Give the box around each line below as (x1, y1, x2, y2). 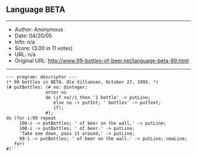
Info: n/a (14, 38, 35, 45)
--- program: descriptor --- (6, 74, 77, 80)
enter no (45, 89, 67, 95)
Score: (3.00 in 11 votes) (14, 44, 73, 52)
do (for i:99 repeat (6, 115, 57, 121)
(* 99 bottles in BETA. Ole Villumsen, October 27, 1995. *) (6, 79, 159, 85)
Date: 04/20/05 (14, 32, 52, 39)
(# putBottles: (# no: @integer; (6, 84, 88, 90)
